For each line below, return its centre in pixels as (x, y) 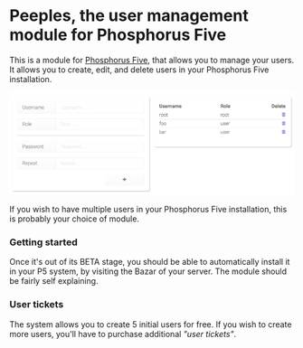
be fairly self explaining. (54, 281)
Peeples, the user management (129, 16)
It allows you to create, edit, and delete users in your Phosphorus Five (139, 70)
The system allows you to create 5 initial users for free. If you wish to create (151, 324)
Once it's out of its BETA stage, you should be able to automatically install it (150, 262)
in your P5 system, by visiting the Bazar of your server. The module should (148, 271)
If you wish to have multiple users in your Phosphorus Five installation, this (148, 210)
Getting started (44, 242)
